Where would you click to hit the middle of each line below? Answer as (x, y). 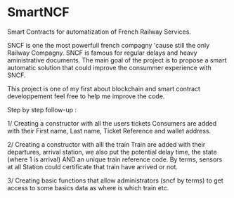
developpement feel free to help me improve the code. (86, 96)
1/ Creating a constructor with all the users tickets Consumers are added (112, 123)
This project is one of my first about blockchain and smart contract (104, 88)
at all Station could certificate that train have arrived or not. (92, 166)
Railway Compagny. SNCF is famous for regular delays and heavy (103, 53)
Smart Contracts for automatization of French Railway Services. (99, 32)
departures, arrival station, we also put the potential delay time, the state (112, 152)
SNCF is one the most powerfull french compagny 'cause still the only (109, 45)
